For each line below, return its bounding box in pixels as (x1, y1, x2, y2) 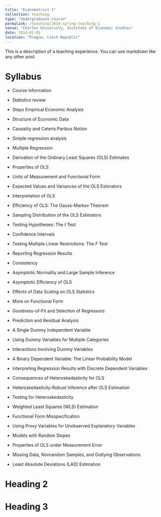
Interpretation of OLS (12, 192, 55, 198)
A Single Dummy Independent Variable (12, 327, 91, 333)
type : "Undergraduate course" (5, 16, 67, 21)
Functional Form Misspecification (12, 413, 80, 419)
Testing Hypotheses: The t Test (12, 221, 76, 228)
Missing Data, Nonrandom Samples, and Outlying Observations (12, 451, 141, 458)
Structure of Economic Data (12, 116, 69, 122)
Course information (12, 87, 52, 93)
